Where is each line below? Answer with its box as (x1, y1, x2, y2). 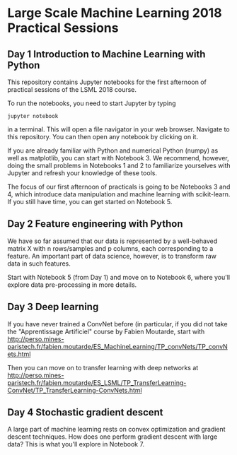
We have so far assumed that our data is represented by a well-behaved (7, 237, 218, 245)
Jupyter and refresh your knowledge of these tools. (7, 169, 158, 177)
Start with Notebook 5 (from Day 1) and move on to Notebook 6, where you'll (7, 273, 231, 281)
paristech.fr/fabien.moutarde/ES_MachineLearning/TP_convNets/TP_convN (7, 342, 228, 350)
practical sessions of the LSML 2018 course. (7, 85, 137, 93)
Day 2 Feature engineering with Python (7, 218, 183, 230)
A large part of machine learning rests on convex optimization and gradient (7, 425, 226, 434)
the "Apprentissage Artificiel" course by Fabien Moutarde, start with (7, 327, 205, 336)
